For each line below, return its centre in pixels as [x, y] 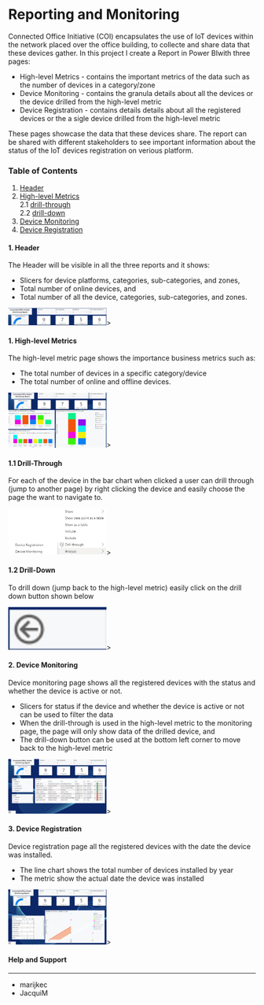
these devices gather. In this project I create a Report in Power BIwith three [129, 53]
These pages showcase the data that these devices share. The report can [128, 133]
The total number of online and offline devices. [95, 382]
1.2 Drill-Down [32, 570]
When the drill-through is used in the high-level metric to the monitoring [136, 723]
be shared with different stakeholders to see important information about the [132, 142]
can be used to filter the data [66, 715]
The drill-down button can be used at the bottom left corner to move [130, 740]
